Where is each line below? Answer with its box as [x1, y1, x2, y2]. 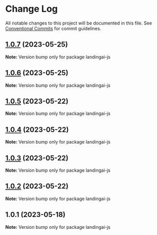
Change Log [5, 3, 58, 15]
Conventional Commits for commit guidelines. [5, 25, 101, 31]
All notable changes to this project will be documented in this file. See [5, 20, 152, 26]
